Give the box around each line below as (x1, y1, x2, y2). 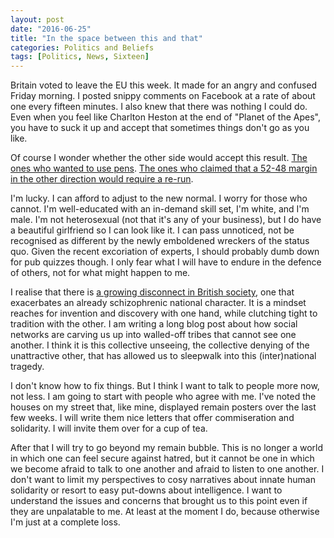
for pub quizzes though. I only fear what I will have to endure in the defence (10, 256, 322, 268)
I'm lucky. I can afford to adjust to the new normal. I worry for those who (10, 192, 308, 205)
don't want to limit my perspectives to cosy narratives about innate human (10, 474, 316, 486)
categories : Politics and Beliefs (10, 42, 155, 53)
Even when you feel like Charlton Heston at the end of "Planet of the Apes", (10, 111, 321, 123)
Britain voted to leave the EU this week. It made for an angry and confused (10, 79, 318, 91)
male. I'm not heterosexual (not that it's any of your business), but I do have (10, 214, 322, 226)
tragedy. (10, 361, 45, 373)
